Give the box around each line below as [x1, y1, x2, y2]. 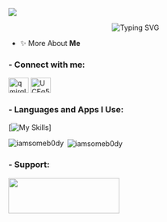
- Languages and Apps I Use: [8, 104, 124, 115]
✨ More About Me [19, 39, 81, 48]
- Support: [8, 159, 50, 170]
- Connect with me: [8, 59, 86, 70]
